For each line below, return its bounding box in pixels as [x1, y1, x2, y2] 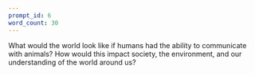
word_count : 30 [8, 19, 59, 27]
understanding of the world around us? [8, 57, 137, 67]
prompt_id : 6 [8, 11, 52, 20]
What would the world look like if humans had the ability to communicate [8, 40, 247, 50]
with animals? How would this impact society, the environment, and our [8, 49, 242, 58]
